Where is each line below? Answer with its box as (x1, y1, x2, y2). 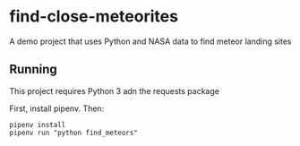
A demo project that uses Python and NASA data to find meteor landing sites (9, 36, 292, 47)
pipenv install (9, 120, 66, 129)
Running (9, 62, 58, 77)
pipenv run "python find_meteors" (9, 128, 139, 137)
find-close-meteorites (9, 6, 179, 27)
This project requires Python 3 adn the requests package (9, 85, 219, 96)
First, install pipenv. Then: (9, 103, 105, 114)
